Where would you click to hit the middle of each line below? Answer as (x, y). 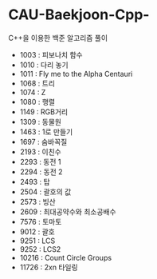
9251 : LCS (37, 241)
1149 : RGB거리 (44, 112)
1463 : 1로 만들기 (46, 132)
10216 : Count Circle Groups (66, 257)
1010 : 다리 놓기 (44, 65)
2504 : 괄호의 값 (45, 191)
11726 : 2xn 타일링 (49, 267)
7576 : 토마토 (41, 221)
